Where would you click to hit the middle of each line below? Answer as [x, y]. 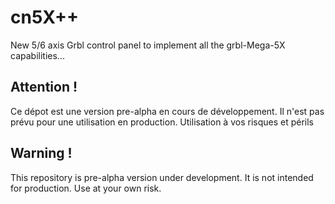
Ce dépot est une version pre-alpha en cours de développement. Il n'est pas [167, 111]
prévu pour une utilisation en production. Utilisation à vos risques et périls [162, 122]
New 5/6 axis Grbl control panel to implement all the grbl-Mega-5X [148, 45]
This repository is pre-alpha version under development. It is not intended [162, 177]
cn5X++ [44, 17]
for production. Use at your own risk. [86, 188]
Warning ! [41, 153]
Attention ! [44, 87]
